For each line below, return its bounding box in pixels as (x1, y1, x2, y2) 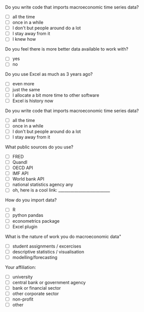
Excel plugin (12, 223, 38, 230)
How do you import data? (5, 197, 57, 203)
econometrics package (12, 218, 60, 224)
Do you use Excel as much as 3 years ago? (5, 71, 93, 77)
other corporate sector (12, 291, 59, 297)
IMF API (12, 171, 29, 177)
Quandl (12, 159, 27, 165)
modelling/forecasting (12, 254, 58, 260)
